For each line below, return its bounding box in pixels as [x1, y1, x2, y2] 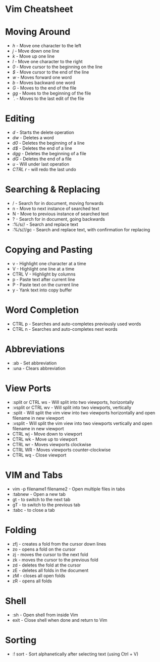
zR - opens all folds [12, 578, 52, 584]
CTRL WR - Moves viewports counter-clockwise [12, 447, 111, 453]
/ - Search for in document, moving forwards [12, 200, 104, 206]
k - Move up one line [12, 53, 55, 59]
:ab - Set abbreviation [12, 360, 57, 366]
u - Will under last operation [12, 161, 69, 167]
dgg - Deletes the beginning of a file [12, 151, 87, 157]
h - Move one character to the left [12, 43, 82, 49]
